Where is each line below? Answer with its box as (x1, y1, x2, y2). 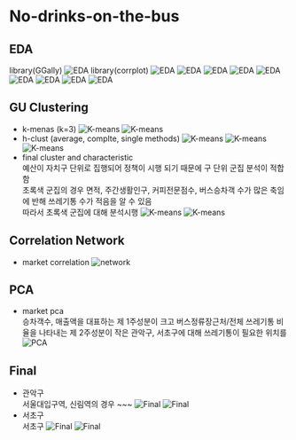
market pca (21, 306, 65, 317)
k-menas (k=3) (21, 123, 77, 134)
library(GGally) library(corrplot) (9, 65, 149, 75)
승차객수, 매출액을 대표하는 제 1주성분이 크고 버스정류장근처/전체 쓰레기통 (21, 317, 275, 327)
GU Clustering (9, 100, 89, 115)
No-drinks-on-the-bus (9, 6, 180, 27)
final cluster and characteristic (21, 152, 134, 162)
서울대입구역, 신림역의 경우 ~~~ (21, 399, 133, 410)
